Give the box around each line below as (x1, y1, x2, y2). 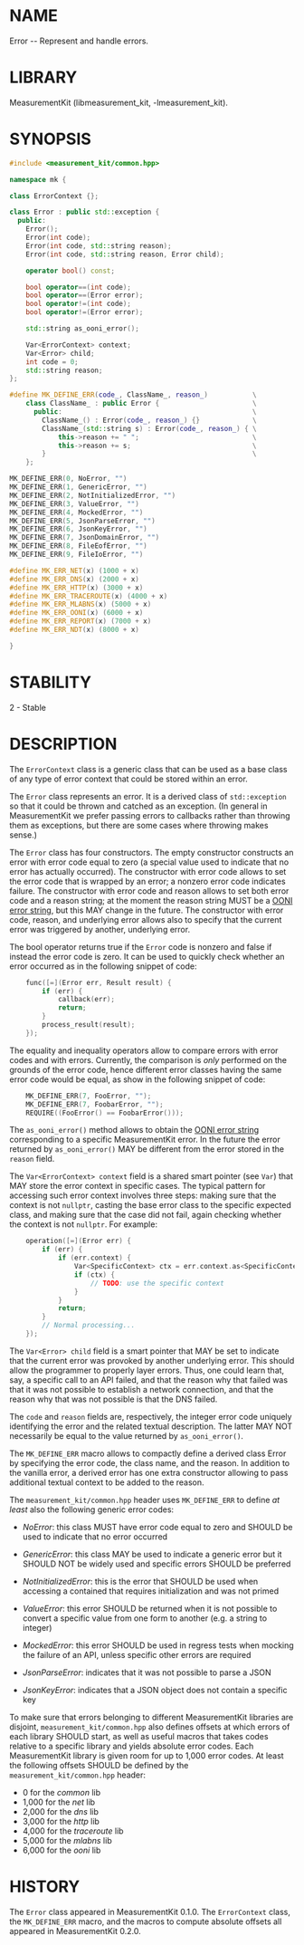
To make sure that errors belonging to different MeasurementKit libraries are (9, 1711, 294, 1722)
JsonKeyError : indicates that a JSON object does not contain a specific (22, 1684, 288, 1695)
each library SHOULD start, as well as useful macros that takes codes (9, 1730, 269, 1741)
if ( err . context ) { (57, 1253, 131, 1263)
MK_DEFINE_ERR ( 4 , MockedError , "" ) (9, 508, 144, 517)
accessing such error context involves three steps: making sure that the (9, 1190, 277, 1201)
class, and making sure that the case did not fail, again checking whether (9, 1210, 282, 1221)
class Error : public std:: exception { (9, 207, 160, 217)
